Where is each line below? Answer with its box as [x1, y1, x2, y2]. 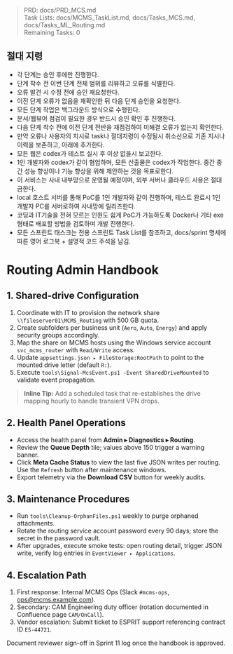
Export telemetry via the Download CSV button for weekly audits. [16, 473, 206, 481]
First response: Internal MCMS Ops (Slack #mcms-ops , [16, 588, 170, 596]
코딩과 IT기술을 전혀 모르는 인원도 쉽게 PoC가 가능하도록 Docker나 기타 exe [16, 211, 225, 219]
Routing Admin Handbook [6, 262, 159, 278]
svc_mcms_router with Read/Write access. [16, 345, 136, 354]
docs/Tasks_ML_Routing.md [23, 21, 106, 29]
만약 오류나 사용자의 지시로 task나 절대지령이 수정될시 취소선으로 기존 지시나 [16, 131, 225, 140]
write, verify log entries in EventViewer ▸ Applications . [16, 549, 176, 557]
